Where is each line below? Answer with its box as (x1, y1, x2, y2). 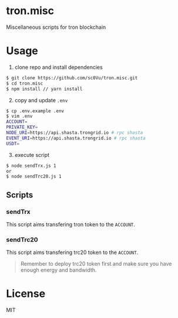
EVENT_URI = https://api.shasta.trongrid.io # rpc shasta (6, 135, 146, 141)
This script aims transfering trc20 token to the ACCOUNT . (6, 249, 139, 256)
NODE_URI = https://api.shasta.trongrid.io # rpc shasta (6, 130, 143, 136)
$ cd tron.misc (6, 81, 43, 86)
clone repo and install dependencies (14, 63, 103, 71)
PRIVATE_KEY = (6, 125, 38, 130)
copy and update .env (14, 96, 68, 103)
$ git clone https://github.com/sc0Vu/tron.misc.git (6, 75, 138, 81)
